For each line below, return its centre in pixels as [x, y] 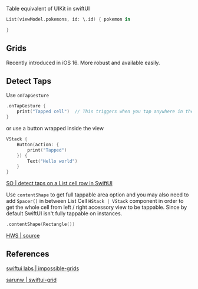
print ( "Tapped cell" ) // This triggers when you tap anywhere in [100, 111]
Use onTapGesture [27, 95]
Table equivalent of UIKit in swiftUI [48, 9]
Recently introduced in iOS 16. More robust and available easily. [83, 63]
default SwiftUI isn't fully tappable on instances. [64, 214]
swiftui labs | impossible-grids [43, 268]
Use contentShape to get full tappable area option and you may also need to [98, 195]
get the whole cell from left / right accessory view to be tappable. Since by [97, 207]
